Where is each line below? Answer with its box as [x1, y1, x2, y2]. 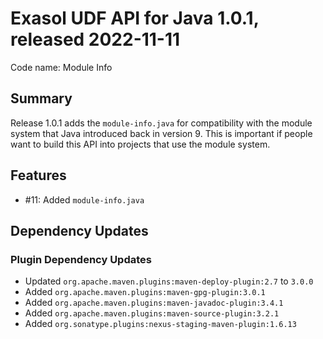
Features [10, 167, 67, 184]
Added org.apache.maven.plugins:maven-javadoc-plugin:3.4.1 [24, 297, 284, 309]
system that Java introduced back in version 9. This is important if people [10, 127, 313, 139]
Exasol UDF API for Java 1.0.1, [10, 7, 260, 30]
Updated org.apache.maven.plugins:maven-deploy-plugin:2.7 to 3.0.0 [24, 275, 314, 287]
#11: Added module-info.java [24, 193, 145, 206]
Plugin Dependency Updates [10, 252, 152, 266]
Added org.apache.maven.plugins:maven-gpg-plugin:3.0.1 [24, 286, 266, 298]
